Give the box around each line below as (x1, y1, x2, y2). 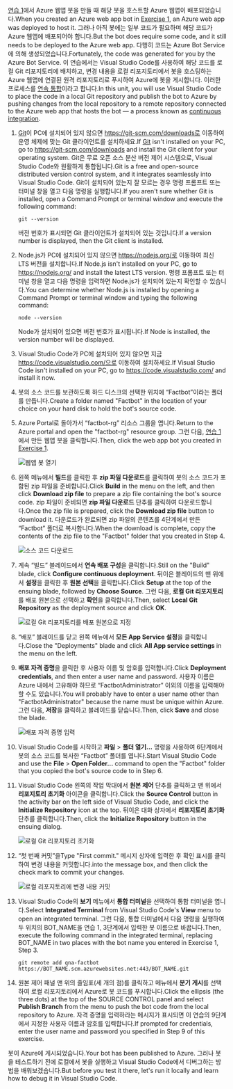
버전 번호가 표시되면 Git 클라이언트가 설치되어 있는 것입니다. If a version (17, 229, 212, 237)
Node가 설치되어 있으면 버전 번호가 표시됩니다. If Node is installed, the (17, 328, 211, 335)
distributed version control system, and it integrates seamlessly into (17, 170, 212, 178)
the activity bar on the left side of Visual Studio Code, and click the (17, 797, 209, 806)
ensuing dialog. (17, 822, 62, 830)
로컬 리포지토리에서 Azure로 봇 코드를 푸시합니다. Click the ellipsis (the (31, 987, 224, 995)
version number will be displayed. (17, 335, 114, 343)
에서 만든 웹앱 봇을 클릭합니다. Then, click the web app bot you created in (17, 436, 222, 444)
